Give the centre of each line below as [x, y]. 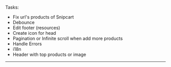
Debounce [23, 22]
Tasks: [12, 7]
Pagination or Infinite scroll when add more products [68, 38]
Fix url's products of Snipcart [43, 17]
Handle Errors [27, 44]
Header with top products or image [49, 54]
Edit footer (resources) [36, 28]
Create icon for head [34, 33]
